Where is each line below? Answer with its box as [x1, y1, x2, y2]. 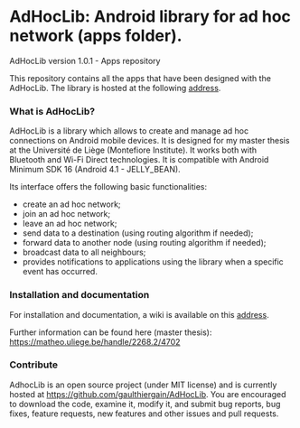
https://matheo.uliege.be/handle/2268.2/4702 [9, 336, 181, 347]
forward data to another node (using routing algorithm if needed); [22, 237, 267, 248]
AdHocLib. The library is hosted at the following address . [9, 82, 221, 93]
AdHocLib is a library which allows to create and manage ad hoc [9, 126, 249, 136]
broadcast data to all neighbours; [22, 247, 146, 258]
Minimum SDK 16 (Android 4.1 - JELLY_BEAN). [9, 164, 181, 175]
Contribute [9, 358, 59, 371]
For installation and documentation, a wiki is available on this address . [9, 309, 269, 320]
